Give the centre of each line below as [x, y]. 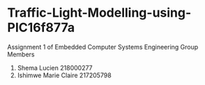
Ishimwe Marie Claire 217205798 [64, 75]
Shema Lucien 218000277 [55, 68]
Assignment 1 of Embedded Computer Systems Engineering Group [103, 47]
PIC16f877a [41, 28]
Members [21, 54]
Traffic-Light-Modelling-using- [99, 13]
